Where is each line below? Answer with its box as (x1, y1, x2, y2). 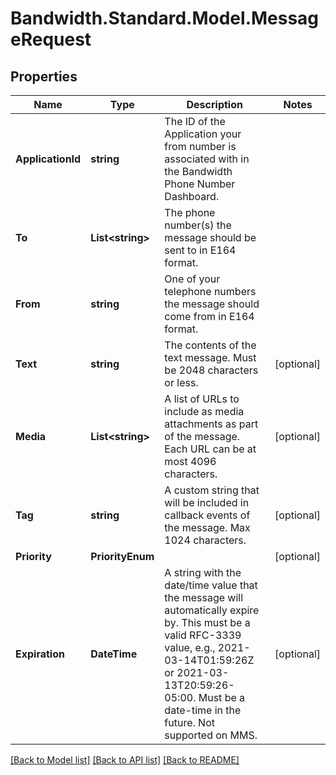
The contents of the (164, 338, 257, 352)
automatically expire (164, 603, 260, 617)
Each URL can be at (164, 442, 257, 456)
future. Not (164, 716, 215, 729)
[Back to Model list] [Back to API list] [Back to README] (10, 754, 240, 766)
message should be (164, 231, 257, 244)
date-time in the (164, 703, 242, 717)
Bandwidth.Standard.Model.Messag (10, 7, 320, 30)
